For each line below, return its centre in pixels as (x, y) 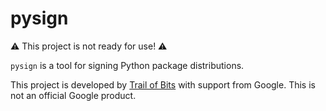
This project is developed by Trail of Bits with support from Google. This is (163, 84)
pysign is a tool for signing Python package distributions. (127, 65)
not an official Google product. (73, 95)
